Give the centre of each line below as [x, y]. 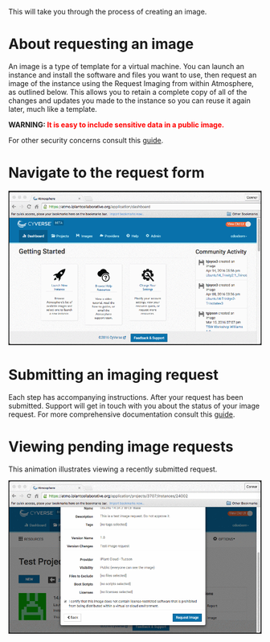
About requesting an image [101, 44]
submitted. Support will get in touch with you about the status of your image [134, 405]
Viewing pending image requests [121, 447]
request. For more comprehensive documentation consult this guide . [122, 414]
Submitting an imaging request [113, 374]
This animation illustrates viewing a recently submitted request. [113, 469]
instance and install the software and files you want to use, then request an [133, 75]
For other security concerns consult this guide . [86, 140]
